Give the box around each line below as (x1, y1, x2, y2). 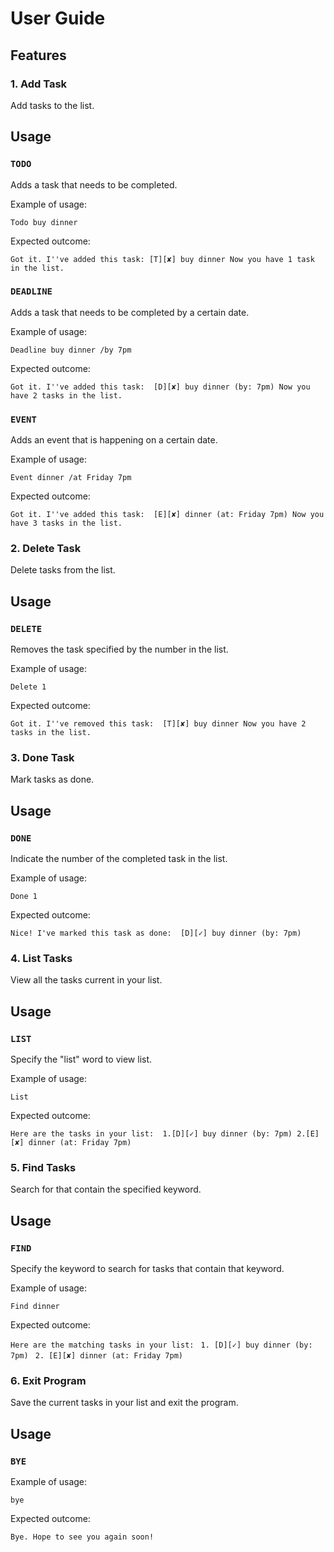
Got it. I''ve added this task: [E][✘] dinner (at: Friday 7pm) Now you (10, 510, 325, 520)
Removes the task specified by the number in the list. (10, 643, 229, 656)
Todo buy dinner (10, 217, 78, 227)
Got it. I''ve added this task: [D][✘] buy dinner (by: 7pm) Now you (10, 382, 311, 392)
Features (10, 47, 67, 64)
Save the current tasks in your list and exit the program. (10, 1397, 239, 1409)
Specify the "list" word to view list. (10, 1053, 153, 1066)
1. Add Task (10, 77, 68, 91)
